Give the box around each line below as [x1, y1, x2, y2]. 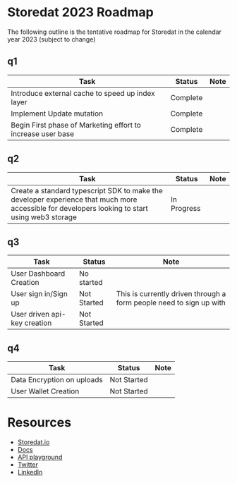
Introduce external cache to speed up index [11, 88, 155, 98]
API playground [17, 453, 63, 462]
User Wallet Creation [11, 386, 80, 396]
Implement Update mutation [11, 109, 104, 118]
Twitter [17, 460, 39, 469]
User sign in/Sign [11, 289, 68, 299]
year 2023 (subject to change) [7, 35, 96, 43]
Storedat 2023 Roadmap [7, 4, 154, 20]
